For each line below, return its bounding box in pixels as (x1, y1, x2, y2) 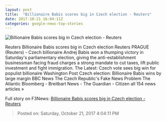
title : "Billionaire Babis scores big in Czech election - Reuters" (5, 12, 152, 17)
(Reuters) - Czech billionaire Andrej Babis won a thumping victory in (5, 49, 144, 55)
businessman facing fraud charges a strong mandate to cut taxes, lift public (5, 60, 160, 66)
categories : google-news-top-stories (5, 21, 83, 26)
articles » (5, 86, 24, 92)
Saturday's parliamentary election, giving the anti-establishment (5, 55, 136, 61)
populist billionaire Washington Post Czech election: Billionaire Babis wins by (5, 70, 162, 77)
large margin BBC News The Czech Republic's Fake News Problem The (5, 76, 151, 81)
